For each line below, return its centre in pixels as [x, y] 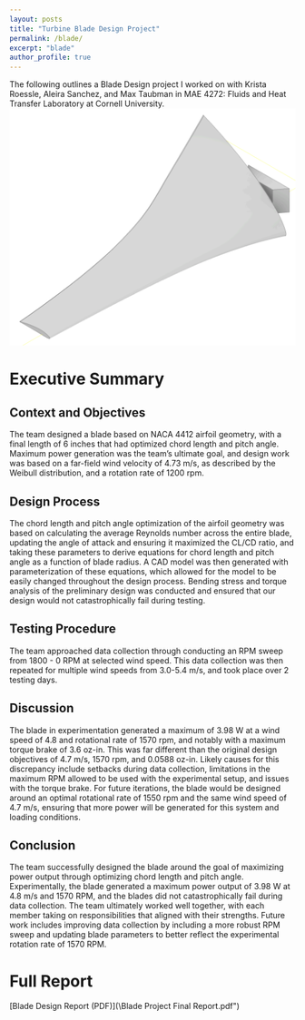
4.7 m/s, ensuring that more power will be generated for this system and [144, 807]
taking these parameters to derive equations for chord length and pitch [142, 552]
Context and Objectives [78, 412]
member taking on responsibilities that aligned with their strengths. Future [148, 916]
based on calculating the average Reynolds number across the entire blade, [151, 533]
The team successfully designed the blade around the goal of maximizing [147, 868]
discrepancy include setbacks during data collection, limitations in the [140, 769]
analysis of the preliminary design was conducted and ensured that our [143, 591]
